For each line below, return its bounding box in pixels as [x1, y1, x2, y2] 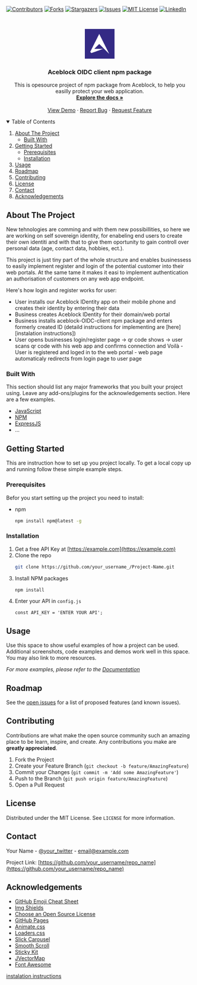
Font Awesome [14, 961, 52, 968]
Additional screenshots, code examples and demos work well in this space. [6, 648, 190, 655]
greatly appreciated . [6, 744, 58, 752]
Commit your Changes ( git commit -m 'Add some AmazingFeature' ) [14, 768, 179, 775]
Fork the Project [14, 756, 55, 763]
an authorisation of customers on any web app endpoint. [6, 275, 145, 282]
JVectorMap [14, 955, 46, 962]
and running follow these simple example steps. [6, 466, 123, 473]
